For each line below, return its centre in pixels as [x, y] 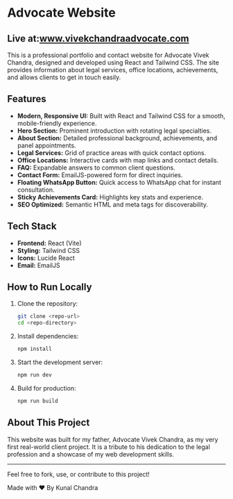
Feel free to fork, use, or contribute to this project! [79, 474]
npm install [34, 349]
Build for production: [46, 388]
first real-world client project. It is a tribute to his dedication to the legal [109, 447]
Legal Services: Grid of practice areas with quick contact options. [112, 153]
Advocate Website [61, 13]
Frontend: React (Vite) [49, 243]
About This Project [49, 423]
